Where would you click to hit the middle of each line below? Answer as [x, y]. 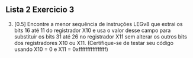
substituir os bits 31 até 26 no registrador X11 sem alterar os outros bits [100, 36]
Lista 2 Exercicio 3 [40, 10]
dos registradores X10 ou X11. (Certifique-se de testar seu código [94, 43]
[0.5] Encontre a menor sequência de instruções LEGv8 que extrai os [98, 24]
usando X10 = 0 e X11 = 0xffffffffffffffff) [61, 49]
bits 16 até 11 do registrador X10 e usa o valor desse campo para [92, 30]
